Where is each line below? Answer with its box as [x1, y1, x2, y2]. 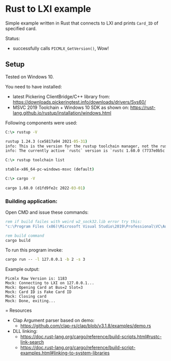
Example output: [5, 266, 40, 273]
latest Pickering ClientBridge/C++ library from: [12, 93, 110, 100]
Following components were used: [5, 120, 77, 126]
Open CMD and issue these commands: [5, 209, 89, 215]
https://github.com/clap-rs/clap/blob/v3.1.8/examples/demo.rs [20, 323, 151, 329]
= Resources [5, 307, 32, 313]
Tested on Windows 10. [5, 74, 54, 80]
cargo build [5, 238, 31, 243]
